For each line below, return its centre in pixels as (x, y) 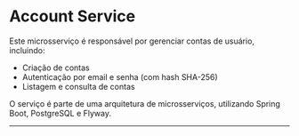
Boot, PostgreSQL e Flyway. (61, 113)
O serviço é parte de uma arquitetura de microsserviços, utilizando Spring (145, 103)
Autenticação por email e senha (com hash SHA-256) (120, 76)
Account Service (73, 16)
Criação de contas (56, 68)
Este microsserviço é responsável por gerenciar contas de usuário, (132, 41)
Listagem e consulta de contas (78, 86)
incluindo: (27, 50)
